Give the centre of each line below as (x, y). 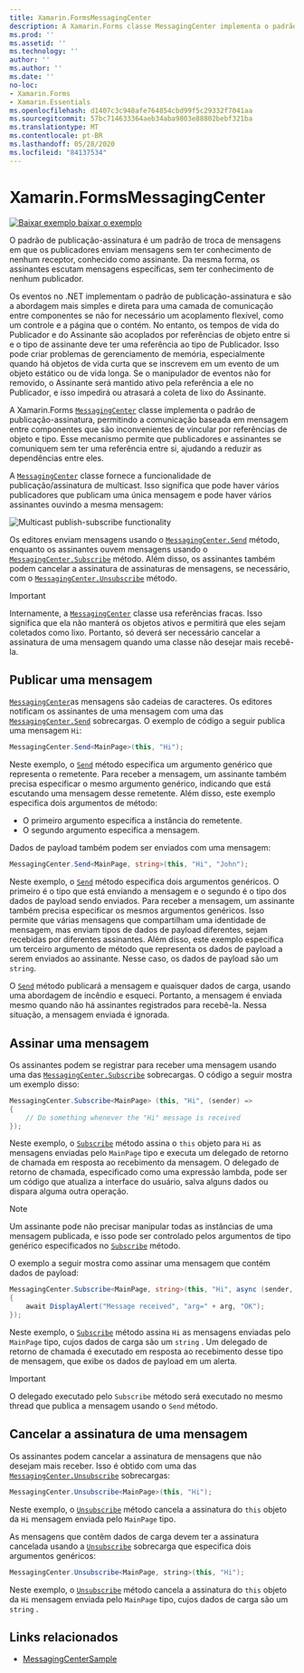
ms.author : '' (36, 69)
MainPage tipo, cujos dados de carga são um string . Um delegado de (139, 1341)
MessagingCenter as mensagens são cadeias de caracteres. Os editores (141, 702)
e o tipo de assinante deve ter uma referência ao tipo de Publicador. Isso (144, 344)
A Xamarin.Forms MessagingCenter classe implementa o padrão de (133, 409)
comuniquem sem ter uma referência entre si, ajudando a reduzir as (136, 448)
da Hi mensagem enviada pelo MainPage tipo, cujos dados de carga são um (149, 1599)
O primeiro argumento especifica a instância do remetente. (132, 821)
